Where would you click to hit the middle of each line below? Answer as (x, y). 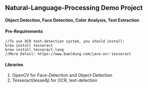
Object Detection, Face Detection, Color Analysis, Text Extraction (72, 20)
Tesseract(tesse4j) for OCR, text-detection (55, 80)
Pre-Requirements (24, 31)
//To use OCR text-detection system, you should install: (65, 41)
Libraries (14, 64)
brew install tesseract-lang (34, 50)
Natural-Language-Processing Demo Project (74, 8)
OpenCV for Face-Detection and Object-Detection (62, 75)
